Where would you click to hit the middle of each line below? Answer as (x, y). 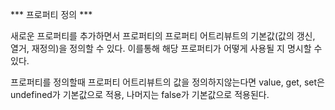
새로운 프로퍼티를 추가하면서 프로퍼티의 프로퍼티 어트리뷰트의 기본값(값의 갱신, (163, 36)
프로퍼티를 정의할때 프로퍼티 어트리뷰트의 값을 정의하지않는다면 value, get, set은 (167, 82)
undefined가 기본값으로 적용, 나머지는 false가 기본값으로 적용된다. (140, 94)
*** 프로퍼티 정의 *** (51, 14)
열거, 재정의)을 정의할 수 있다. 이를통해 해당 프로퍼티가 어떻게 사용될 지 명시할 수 (166, 48)
